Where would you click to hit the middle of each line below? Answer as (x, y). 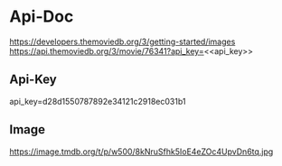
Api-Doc (42, 17)
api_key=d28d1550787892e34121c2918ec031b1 (98, 101)
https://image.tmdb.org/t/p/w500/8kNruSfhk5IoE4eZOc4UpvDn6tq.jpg (141, 152)
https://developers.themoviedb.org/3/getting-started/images (122, 41)
